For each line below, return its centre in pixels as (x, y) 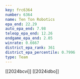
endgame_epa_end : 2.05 (29, 38)
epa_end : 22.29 (21, 24)
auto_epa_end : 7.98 (26, 29)
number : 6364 (19, 15)
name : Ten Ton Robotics (30, 19)
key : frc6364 (19, 10)
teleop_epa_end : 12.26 (29, 33)
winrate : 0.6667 (22, 43)
